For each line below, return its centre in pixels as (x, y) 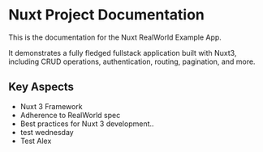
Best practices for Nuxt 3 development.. (87, 124)
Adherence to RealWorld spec (70, 115)
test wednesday (47, 132)
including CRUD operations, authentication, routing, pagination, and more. (132, 61)
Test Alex (36, 141)
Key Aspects (41, 87)
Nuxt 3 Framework (51, 106)
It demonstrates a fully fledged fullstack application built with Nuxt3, (123, 53)
